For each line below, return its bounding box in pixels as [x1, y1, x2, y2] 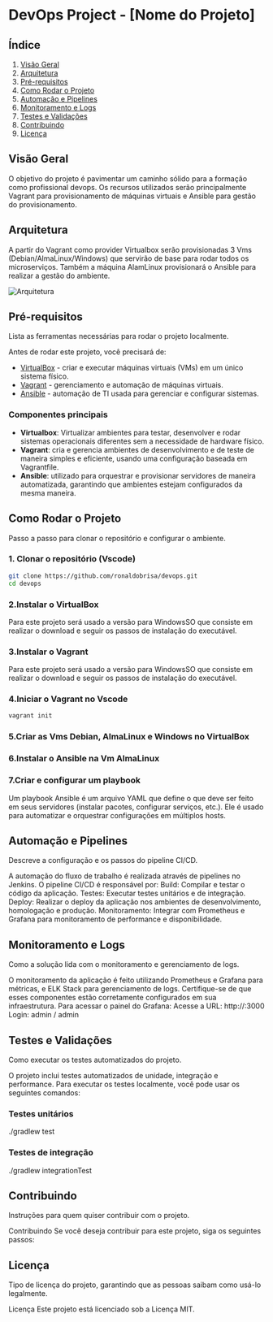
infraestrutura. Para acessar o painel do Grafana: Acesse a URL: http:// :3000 [8, 1001, 265, 1011]
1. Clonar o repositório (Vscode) [8, 553, 136, 565]
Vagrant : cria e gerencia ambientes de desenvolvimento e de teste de [19, 444, 254, 454]
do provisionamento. [8, 199, 77, 209]
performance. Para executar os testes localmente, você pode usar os [8, 1079, 240, 1089]
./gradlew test [8, 1127, 55, 1137]
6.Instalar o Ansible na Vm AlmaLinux [8, 753, 160, 765]
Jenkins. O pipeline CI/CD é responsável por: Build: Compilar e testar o [8, 880, 245, 890]
